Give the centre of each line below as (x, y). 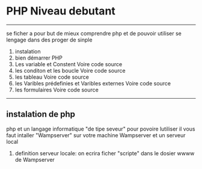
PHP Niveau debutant (61, 11)
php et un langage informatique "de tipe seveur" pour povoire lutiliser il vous (101, 129)
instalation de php (41, 115)
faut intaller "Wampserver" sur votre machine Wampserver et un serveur (96, 135)
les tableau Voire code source (52, 77)
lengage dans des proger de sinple (49, 40)
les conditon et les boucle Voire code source (70, 70)
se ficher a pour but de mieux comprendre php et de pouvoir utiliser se (94, 33)
